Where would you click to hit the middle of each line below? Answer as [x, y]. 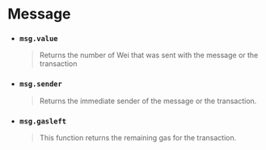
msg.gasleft [42, 121]
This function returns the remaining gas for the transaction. [138, 138]
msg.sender [40, 84]
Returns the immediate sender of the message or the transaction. [148, 101]
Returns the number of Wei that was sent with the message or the [149, 55]
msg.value [38, 39]
